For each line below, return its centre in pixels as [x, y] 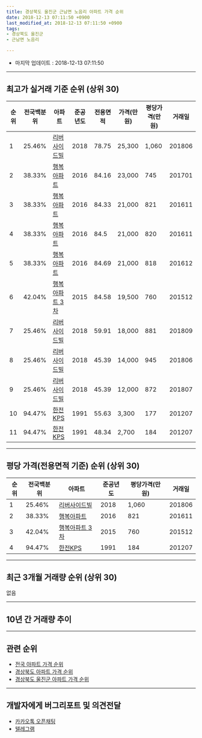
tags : [13, 29]
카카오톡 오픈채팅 [35, 721]
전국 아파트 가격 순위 [39, 664]
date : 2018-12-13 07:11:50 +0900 [48, 17]
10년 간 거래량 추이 [39, 619]
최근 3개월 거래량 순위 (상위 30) [62, 578]
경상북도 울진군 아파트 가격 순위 [52, 679]
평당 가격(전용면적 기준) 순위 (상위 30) [73, 466]
